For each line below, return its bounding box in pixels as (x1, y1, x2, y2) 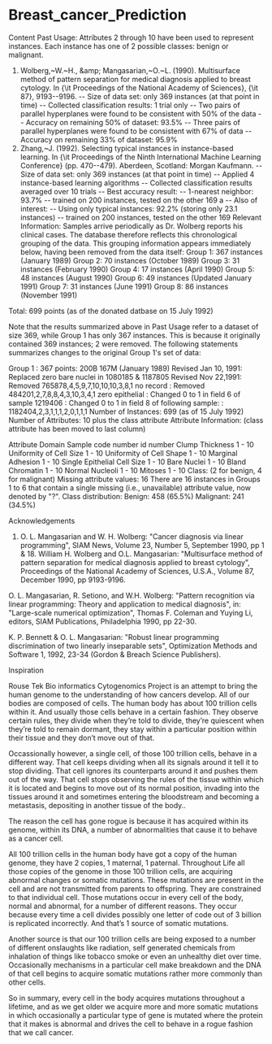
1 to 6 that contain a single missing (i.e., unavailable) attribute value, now (8, 482, 252, 493)
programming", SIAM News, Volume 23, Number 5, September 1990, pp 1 (19, 540, 265, 550)
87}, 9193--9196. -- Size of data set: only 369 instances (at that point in (19, 91, 260, 101)
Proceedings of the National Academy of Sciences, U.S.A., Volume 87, (19, 566, 255, 576)
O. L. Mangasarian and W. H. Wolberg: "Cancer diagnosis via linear (19, 531, 244, 542)
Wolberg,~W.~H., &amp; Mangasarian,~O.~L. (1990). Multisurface (19, 65, 241, 75)
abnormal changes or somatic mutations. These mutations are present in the (8, 875, 264, 885)
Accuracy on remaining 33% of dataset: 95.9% (19, 134, 178, 144)
